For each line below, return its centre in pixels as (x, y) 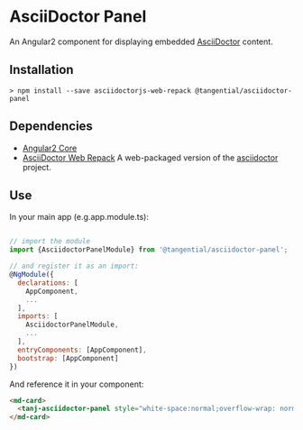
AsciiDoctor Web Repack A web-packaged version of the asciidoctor (150, 157)
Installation (41, 70)
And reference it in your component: (77, 384)
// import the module (50, 242)
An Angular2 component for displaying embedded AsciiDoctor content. (141, 41)
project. (37, 167)
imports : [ (38, 316)
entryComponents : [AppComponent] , (82, 350)
